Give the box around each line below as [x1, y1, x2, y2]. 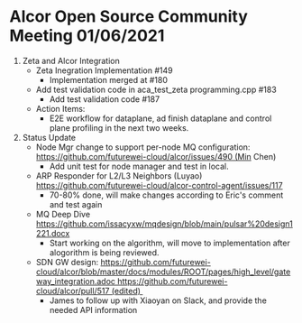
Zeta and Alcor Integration [22, 55, 120, 66]
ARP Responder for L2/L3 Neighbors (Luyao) [35, 170, 203, 181]
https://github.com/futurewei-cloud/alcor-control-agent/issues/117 [35, 180, 283, 190]
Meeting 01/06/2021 [9, 25, 165, 46]
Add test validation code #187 [49, 93, 160, 105]
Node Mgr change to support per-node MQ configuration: [35, 142, 251, 152]
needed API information [49, 304, 138, 315]
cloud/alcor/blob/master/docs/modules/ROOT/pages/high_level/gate [35, 266, 291, 277]
